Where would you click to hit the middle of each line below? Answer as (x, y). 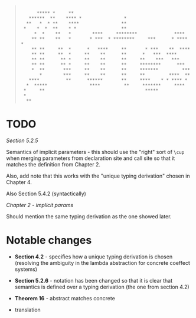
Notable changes (49, 240)
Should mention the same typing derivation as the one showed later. (89, 216)
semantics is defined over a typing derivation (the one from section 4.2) (102, 287)
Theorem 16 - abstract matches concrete (65, 298)
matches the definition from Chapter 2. (53, 164)
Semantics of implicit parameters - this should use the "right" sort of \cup (95, 152)
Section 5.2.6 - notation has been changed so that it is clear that (94, 280)
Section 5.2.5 (22, 140)
